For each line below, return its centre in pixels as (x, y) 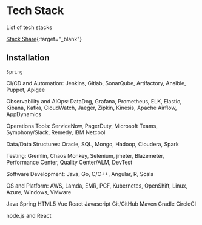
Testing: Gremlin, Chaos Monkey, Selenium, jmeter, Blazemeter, (86, 155)
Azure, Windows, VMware (39, 192)
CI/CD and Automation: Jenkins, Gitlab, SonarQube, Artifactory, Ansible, (96, 83)
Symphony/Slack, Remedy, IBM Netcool (56, 132)
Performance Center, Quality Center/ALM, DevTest (69, 162)
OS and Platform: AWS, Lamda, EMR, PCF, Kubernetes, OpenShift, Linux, (97, 186)
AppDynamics (24, 114)
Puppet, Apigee (26, 90)
